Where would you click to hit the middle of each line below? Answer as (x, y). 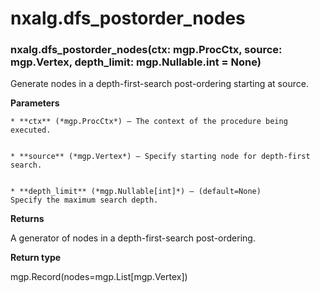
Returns (27, 219)
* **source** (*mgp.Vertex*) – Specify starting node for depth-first (160, 157)
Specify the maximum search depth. (84, 200)
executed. (31, 130)
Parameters (35, 103)
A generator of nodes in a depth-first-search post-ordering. (133, 238)
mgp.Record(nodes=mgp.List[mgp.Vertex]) (99, 277)
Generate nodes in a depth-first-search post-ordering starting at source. (159, 84)
